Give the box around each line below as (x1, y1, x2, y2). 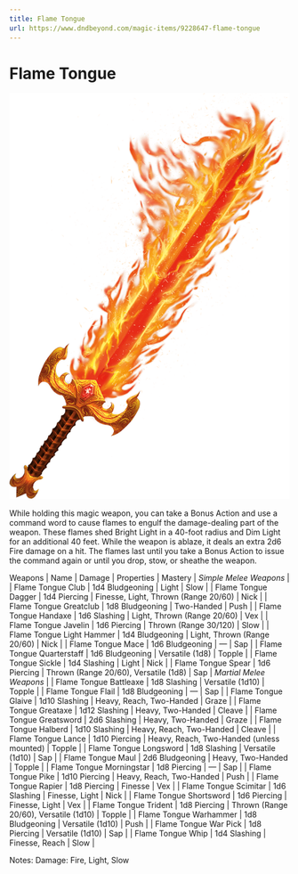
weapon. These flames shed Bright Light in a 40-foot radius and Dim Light (9, 527, 281, 537)
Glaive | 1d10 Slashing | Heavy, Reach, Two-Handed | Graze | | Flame (9, 695, 262, 706)
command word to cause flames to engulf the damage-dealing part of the (9, 517, 279, 527)
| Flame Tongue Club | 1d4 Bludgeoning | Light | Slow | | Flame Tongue (9, 582, 268, 592)
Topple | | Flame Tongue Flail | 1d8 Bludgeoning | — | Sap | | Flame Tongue (9, 686, 283, 697)
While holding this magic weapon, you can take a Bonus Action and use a (9, 508, 278, 519)
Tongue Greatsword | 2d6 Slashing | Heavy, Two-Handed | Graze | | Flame (9, 714, 282, 725)
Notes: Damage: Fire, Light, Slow (9, 854, 130, 865)
